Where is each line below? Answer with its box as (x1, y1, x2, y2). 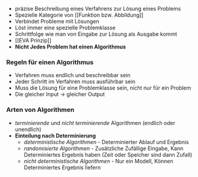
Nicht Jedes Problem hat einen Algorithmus (14, 43, 126, 50)
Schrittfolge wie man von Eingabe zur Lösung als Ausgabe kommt (14, 30, 178, 38)
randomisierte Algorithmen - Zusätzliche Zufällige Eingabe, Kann (23, 145, 184, 152)
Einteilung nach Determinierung (14, 132, 96, 139)
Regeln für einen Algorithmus (6, 58, 94, 66)
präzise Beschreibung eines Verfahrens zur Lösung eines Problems (14, 5, 181, 12)
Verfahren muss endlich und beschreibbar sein (14, 72, 130, 79)
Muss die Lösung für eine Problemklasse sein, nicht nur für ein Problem (14, 84, 191, 91)
